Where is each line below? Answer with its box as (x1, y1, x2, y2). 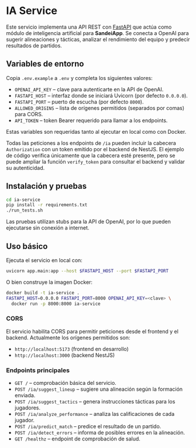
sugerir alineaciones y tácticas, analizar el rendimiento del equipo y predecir (6, 36, 190, 43)
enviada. (14, 392, 36, 399)
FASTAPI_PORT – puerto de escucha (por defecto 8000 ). (14, 98, 144, 105)
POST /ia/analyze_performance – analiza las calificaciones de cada (14, 411, 175, 418)
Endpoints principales (6, 366, 70, 374)
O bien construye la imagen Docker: (6, 279, 92, 286)
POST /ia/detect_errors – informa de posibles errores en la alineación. (14, 429, 185, 436)
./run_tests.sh (6, 207, 43, 214)
